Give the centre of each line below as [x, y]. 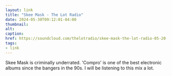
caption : [15, 34]
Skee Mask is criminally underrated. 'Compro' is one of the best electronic [84, 62]
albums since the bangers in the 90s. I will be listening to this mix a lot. [80, 68]
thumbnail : [17, 24]
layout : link [19, 10]
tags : [11, 43]
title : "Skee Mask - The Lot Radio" [44, 15]
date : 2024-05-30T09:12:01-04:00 [41, 19]
